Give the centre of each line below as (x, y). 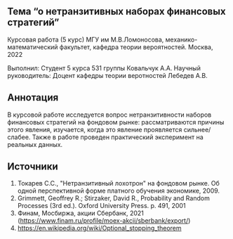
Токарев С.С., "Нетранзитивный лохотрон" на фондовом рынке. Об (118, 183)
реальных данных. (35, 144)
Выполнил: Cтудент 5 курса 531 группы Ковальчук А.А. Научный (104, 68)
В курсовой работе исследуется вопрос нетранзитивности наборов (109, 115)
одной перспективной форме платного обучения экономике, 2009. (118, 191)
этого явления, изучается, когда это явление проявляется (95, 129)
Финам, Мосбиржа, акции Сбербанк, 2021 (80, 213)
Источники (33, 167)
